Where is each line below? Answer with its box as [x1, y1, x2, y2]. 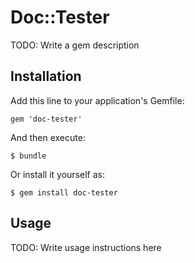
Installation [10, 68, 82, 85]
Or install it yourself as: [10, 168, 105, 180]
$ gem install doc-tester [10, 187, 118, 198]
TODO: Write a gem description [10, 39, 140, 51]
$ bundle [10, 151, 47, 161]
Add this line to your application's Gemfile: [10, 94, 185, 106]
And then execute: [10, 131, 86, 143]
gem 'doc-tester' [10, 114, 83, 124]
